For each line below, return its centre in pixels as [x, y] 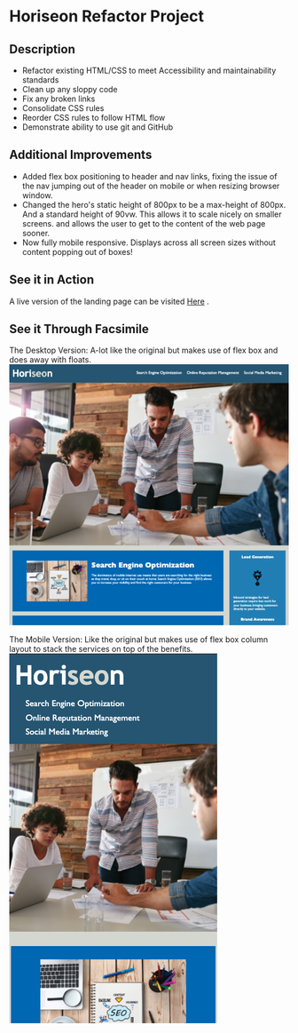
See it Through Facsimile [79, 329]
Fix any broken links [59, 99]
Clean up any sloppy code [70, 89]
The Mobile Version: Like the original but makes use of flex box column [139, 639]
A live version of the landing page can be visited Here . [110, 301]
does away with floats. [50, 360]
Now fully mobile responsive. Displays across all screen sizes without [149, 242]
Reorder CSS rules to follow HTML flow [94, 118]
